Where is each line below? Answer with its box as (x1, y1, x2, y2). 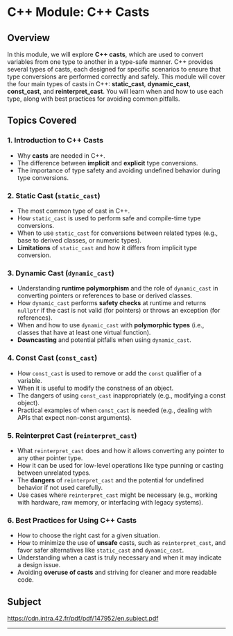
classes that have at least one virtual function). (17, 328, 151, 337)
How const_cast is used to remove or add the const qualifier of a (17, 369, 202, 377)
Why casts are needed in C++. (17, 151, 105, 160)
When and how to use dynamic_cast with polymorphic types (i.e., (17, 321, 205, 329)
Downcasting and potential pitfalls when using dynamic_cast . (17, 336, 192, 344)
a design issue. (17, 561, 61, 569)
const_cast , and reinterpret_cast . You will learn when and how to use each (7, 88, 223, 95)
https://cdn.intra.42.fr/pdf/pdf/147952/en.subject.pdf (7, 614, 159, 622)
